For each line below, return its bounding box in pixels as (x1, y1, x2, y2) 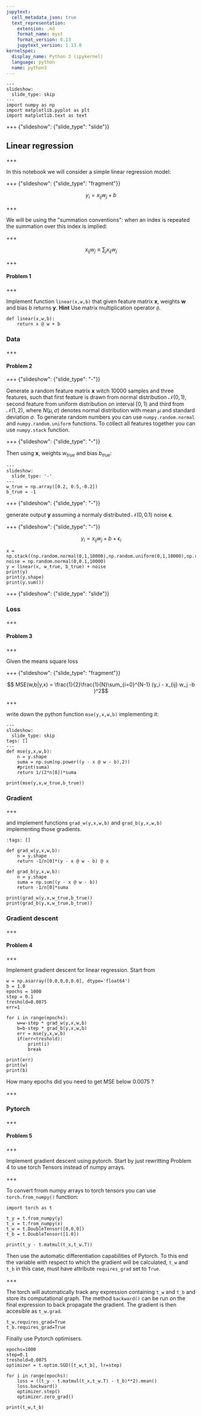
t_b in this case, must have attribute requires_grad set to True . (6, 1265, 161, 1272)
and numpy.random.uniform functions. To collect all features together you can (6, 420, 195, 427)
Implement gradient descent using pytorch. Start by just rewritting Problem (6, 1157, 191, 1164)
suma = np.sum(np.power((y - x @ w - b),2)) (17, 758, 130, 765)
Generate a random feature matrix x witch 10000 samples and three (6, 387, 174, 394)
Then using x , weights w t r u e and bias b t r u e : (6, 450, 112, 459)
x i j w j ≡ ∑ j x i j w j (85, 246, 117, 254)
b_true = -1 (6, 489, 36, 495)
